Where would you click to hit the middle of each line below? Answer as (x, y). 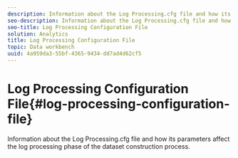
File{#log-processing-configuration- (119, 104)
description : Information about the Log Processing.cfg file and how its (119, 14)
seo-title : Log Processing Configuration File (78, 27)
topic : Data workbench (41, 47)
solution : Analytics (38, 34)
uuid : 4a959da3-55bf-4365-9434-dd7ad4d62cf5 (74, 54)
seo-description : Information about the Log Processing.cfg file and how (119, 21)
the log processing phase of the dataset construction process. (99, 146)
